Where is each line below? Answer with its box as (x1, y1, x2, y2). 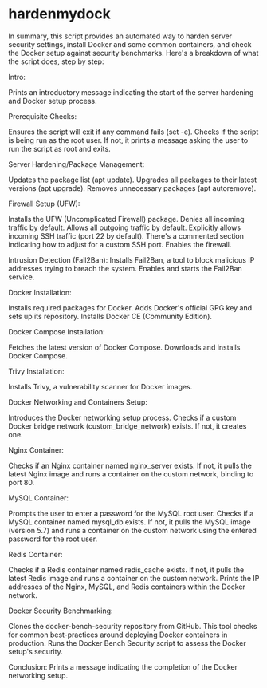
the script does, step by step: (8, 57, 104, 66)
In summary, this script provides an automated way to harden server (8, 31, 233, 41)
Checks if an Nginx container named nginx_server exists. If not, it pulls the (8, 461, 253, 470)
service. (8, 272, 35, 282)
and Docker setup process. (8, 96, 97, 105)
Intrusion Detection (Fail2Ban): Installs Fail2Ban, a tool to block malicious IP (8, 255, 255, 264)
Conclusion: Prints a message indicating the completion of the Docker (8, 662, 238, 671)
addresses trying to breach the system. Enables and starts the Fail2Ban (8, 263, 242, 273)
